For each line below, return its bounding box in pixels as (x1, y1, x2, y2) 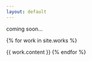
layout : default (6, 8, 47, 15)
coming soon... (6, 25, 43, 32)
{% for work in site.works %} (6, 36, 78, 44)
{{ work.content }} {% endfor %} (6, 48, 87, 56)
